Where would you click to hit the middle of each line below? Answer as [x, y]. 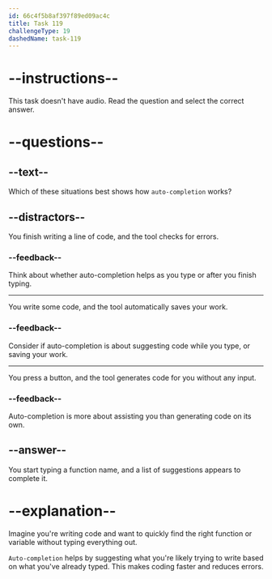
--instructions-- [64, 79]
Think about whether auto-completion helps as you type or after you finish [132, 275]
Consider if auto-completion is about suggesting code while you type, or [130, 346]
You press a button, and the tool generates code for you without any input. [132, 377]
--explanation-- [62, 511]
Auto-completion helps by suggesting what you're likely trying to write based [136, 558]
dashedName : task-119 [45, 38]
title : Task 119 [36, 23]
